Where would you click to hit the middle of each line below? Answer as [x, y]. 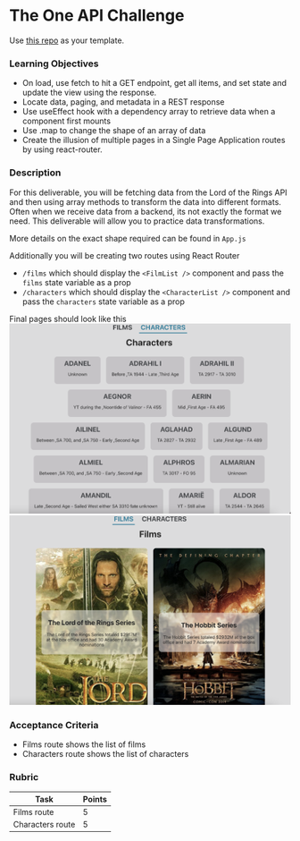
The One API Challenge [97, 16]
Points [95, 799]
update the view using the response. [89, 93]
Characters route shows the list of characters [105, 753]
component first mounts [67, 121]
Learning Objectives [54, 64]
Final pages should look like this [68, 319]
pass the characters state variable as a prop [103, 302]
